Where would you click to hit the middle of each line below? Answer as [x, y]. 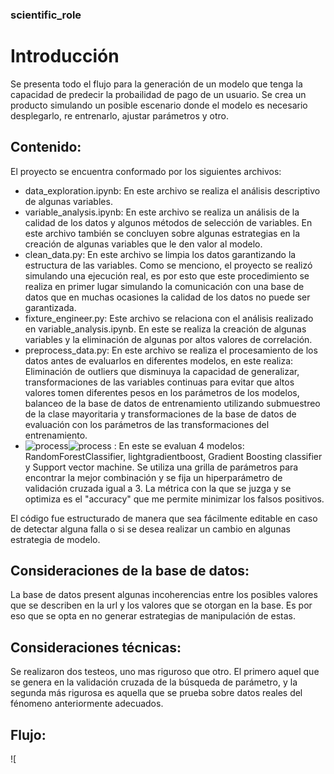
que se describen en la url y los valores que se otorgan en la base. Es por [161, 605]
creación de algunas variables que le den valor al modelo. [143, 244]
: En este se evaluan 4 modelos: [179, 445]
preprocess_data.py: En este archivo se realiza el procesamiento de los [171, 350]
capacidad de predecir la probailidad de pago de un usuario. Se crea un [158, 94]
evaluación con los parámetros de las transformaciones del [147, 424]
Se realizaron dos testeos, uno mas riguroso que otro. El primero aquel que [165, 672]
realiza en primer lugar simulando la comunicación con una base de [164, 286]
